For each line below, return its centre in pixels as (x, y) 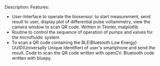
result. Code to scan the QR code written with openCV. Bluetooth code (83, 53)
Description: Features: (27, 7)
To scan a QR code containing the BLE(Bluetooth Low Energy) (74, 43)
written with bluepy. (32, 58)
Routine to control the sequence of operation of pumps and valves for (82, 32)
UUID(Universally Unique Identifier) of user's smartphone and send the (83, 48)
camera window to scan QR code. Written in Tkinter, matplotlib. (76, 27)
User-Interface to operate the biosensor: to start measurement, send (81, 16)
